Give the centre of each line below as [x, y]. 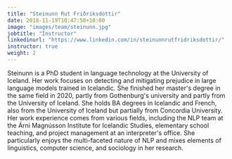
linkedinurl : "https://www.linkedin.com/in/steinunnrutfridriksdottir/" [116, 40]
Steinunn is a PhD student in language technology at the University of [108, 73]
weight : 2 [22, 53]
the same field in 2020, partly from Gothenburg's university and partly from [116, 95]
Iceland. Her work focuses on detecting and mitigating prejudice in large [112, 80]
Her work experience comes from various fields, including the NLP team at [115, 117]
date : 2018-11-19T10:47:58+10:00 [56, 20]
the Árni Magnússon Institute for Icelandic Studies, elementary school [108, 125]
